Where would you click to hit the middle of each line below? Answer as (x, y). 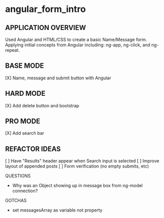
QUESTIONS (18, 176)
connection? (25, 191)
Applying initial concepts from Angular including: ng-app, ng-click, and (78, 45)
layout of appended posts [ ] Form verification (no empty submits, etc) (77, 166)
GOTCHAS (16, 201)
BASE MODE (25, 66)
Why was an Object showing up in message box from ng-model (78, 186)
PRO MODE (23, 121)
